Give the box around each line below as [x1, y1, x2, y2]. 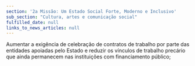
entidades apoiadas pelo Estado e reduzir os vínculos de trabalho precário [6, 47, 186, 54]
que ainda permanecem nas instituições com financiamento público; [6, 53, 171, 60]
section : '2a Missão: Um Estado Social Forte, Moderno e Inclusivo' [6, 8, 177, 15]
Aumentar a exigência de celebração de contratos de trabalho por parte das [6, 41, 190, 48]
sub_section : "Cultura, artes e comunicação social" [6, 14, 138, 20]
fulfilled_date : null [6, 19, 59, 25]
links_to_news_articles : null [6, 25, 80, 31]
